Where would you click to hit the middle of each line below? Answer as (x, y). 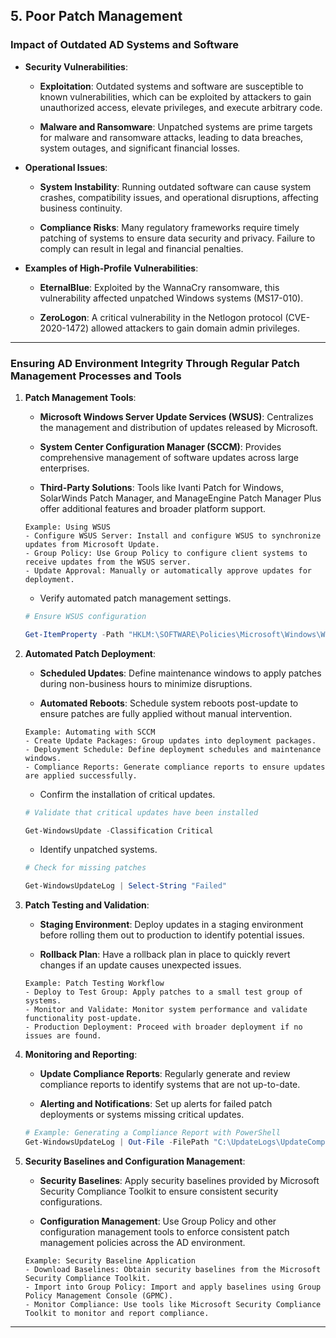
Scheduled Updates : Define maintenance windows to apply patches (180, 673)
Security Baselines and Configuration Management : (135, 1161)
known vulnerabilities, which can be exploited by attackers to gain (175, 96)
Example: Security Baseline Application (110, 1260)
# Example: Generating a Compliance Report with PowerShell (152, 1133)
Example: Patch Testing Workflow (94, 984)
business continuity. (81, 208)
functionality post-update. (83, 1019)
